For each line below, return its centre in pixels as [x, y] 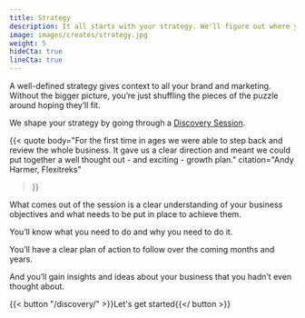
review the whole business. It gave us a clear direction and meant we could [150, 150]
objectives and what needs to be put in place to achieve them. [126, 214]
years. [21, 259]
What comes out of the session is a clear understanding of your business [146, 204]
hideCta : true [36, 52]
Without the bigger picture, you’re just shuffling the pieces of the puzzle [144, 95]
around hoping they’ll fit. [55, 105]
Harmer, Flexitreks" [45, 169]
